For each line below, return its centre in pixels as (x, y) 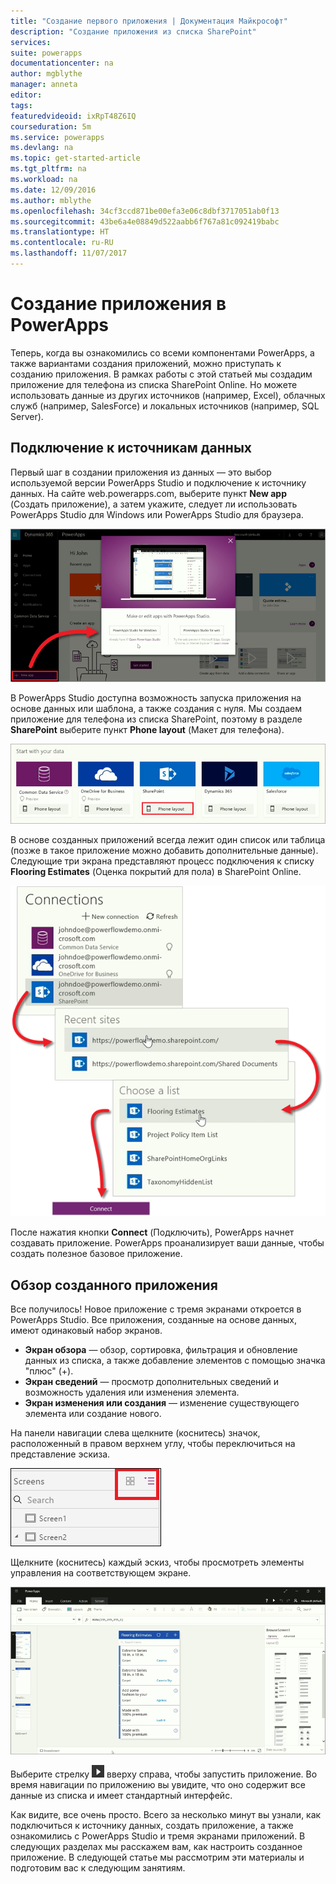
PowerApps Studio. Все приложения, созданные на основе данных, (153, 1320)
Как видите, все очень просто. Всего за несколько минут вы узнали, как (166, 1814)
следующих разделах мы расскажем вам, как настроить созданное (156, 1846)
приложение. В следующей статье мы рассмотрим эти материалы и (157, 1857)
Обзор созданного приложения (114, 1285)
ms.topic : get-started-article (75, 158)
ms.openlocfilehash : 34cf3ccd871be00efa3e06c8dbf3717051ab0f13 (145, 211)
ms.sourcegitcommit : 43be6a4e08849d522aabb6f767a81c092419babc (145, 221)
